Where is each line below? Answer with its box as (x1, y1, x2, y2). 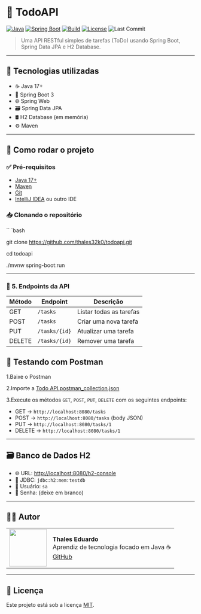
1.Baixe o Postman (6, 373, 51, 380)
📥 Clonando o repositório (6, 211, 83, 219)
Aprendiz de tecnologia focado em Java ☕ (53, 543, 172, 551)
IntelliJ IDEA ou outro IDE (14, 196, 77, 203)
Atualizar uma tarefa (77, 327, 134, 336)
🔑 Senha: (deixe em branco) (14, 489, 84, 496)
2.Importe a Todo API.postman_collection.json (6, 384, 120, 391)
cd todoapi (6, 250, 33, 257)
